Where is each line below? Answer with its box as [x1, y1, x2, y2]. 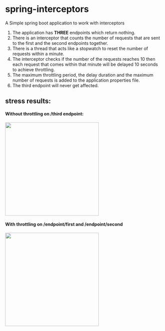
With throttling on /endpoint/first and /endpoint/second [5, 221, 123, 227]
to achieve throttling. [12, 66, 55, 73]
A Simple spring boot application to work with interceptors [5, 20, 125, 26]
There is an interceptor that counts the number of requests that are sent [12, 35, 161, 41]
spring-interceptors [5, 3, 89, 15]
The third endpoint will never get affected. [12, 82, 99, 88]
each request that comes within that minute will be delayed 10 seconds [12, 61, 158, 67]
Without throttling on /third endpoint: [5, 110, 84, 116]
